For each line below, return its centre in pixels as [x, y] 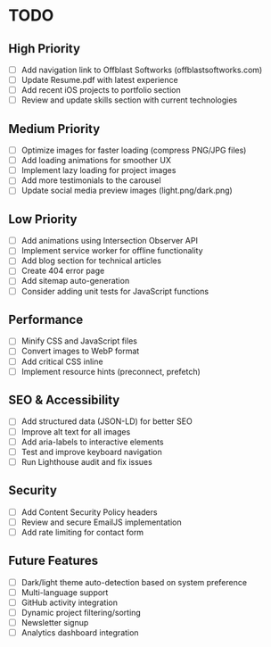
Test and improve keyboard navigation [91, 452]
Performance [46, 319]
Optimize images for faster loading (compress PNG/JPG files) [134, 150]
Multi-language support [65, 592]
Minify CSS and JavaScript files [79, 341]
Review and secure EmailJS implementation [101, 522]
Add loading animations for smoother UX [96, 161]
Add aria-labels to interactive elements [92, 442]
